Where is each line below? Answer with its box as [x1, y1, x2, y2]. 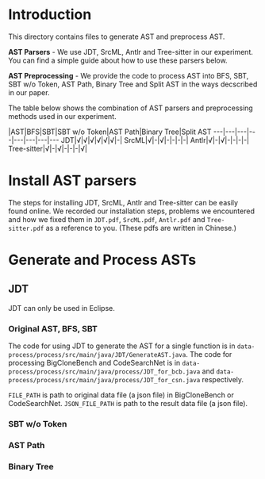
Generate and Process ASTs [8, 251, 197, 269]
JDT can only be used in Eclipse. [8, 303, 115, 312]
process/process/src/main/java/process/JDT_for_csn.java [8, 377, 201, 385]
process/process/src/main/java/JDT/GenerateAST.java [8, 351, 186, 359]
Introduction [8, 6, 92, 24]
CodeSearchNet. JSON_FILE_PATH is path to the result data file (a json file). [8, 399, 248, 408]
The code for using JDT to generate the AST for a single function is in [8, 341, 236, 351]
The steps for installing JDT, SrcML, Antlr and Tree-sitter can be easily [8, 197, 239, 207]
